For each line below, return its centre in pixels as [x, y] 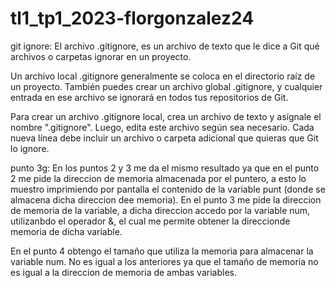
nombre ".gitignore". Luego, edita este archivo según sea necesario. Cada [162, 127]
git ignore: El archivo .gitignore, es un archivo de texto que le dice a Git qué [165, 46]
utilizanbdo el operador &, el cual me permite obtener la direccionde [150, 221]
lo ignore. [30, 148]
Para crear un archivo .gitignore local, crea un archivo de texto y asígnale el [166, 116]
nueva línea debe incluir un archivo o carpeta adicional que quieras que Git [164, 138]
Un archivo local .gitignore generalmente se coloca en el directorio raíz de [163, 76]
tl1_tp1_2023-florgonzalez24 [132, 18]
